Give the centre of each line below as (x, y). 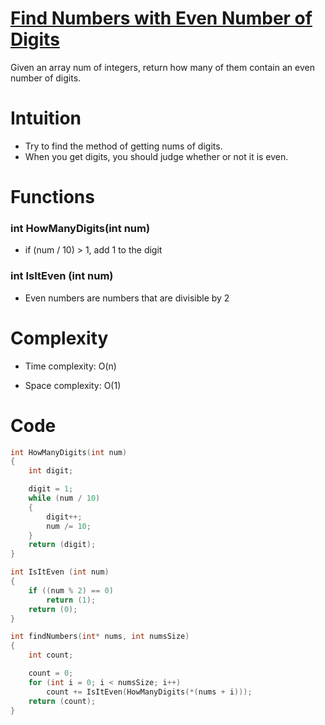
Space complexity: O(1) (73, 385)
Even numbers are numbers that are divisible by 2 (127, 298)
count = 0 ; (51, 673)
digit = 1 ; (51, 489)
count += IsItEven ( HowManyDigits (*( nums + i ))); (149, 692)
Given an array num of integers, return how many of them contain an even (162, 67)
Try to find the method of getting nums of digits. (123, 146)
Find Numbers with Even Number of (161, 18)
